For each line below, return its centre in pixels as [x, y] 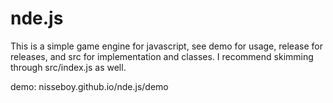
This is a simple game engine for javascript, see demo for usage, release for [166, 46]
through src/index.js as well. [68, 67]
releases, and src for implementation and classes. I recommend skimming [162, 56]
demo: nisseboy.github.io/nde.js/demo [89, 86]
